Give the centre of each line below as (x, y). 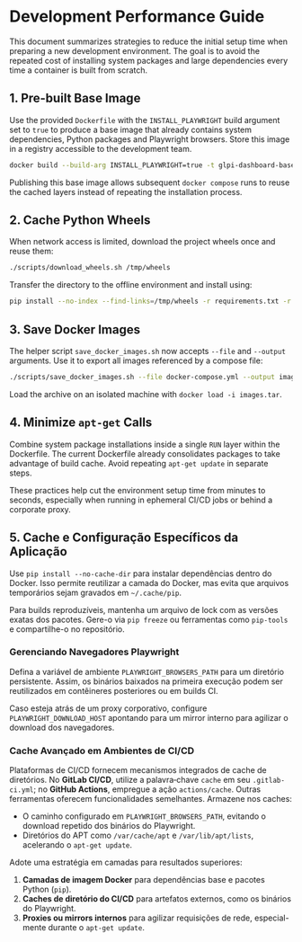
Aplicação (38, 551)
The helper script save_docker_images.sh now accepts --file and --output (147, 351)
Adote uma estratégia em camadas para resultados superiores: (126, 862)
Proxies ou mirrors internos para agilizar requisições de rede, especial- (155, 918)
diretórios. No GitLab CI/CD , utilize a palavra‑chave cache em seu (130, 780)
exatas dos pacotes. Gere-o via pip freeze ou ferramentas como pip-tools (149, 619)
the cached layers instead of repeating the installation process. (126, 191)
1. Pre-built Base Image (75, 98)
